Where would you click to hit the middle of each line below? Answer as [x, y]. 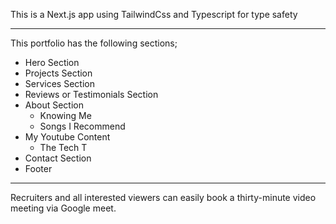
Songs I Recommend [82, 126]
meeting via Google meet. [63, 208]
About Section [54, 105]
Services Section [59, 83]
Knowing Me [65, 115]
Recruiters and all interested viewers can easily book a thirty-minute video [163, 197]
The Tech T [63, 147]
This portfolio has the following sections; [94, 43]
